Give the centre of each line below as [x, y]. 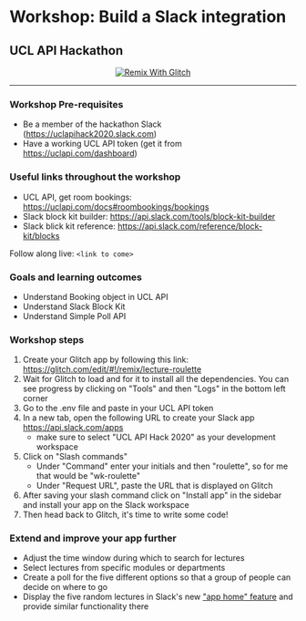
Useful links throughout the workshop [95, 177]
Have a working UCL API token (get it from [102, 144]
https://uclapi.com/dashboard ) [80, 153]
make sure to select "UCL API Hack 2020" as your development [156, 437]
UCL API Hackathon [66, 51]
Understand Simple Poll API [74, 316]
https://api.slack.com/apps [73, 428]
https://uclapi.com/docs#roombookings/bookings [116, 206]
